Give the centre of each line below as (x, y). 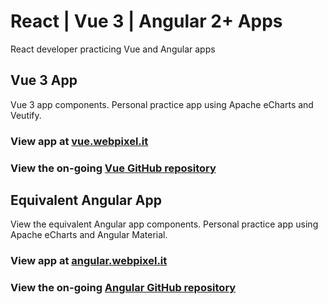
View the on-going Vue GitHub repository (113, 168)
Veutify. (26, 115)
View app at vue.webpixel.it (79, 141)
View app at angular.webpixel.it (89, 261)
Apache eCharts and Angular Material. (89, 235)
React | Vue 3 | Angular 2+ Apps (146, 21)
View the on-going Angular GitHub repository (123, 288)
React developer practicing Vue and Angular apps (113, 49)
